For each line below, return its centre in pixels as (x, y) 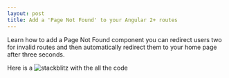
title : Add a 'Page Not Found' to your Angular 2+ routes (92, 20)
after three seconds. (36, 54)
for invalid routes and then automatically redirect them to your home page (112, 47)
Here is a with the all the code (67, 68)
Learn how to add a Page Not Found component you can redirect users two (115, 39)
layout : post (26, 13)
